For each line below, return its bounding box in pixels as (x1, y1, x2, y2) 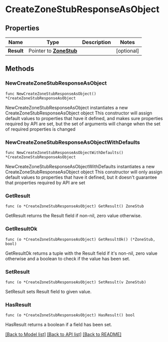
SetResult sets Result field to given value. (5, 288, 92, 294)
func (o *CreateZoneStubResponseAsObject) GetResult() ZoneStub (5, 204, 144, 209)
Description (82, 39, 111, 46)
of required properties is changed (5, 126, 76, 132)
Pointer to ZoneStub (28, 47, 78, 54)
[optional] (116, 47, 140, 54)
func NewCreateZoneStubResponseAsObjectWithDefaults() (5, 150, 124, 155)
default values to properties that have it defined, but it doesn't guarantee (5, 174, 157, 180)
